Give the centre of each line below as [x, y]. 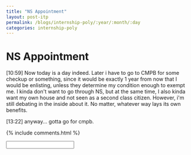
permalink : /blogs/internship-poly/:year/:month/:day [73, 22]
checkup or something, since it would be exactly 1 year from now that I [92, 79]
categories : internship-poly [42, 28]
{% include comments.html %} [43, 133]
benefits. [17, 110]
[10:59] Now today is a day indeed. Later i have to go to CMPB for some [93, 73]
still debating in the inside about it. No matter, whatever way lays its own [93, 104]
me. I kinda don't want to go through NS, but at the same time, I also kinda [96, 92]
